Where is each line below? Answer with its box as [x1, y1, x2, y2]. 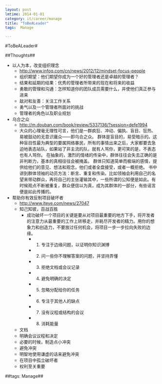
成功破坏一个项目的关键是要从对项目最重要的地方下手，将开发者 [26, 212, 155, 218]
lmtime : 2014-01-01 [5, 12, 45, 17]
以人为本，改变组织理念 [12, 62, 59, 68]
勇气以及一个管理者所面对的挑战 [19, 104, 84, 110]
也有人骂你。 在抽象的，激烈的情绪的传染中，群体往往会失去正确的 [19, 152, 153, 158]
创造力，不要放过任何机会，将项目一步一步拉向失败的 [39, 224, 146, 230]
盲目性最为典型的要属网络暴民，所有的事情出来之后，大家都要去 [23, 140, 152, 146]
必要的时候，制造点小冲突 [19, 339, 71, 345]
